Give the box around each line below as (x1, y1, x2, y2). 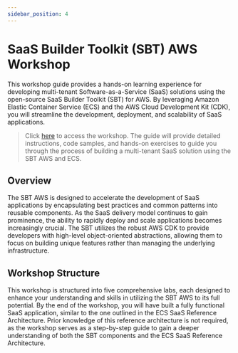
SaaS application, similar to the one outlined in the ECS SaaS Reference (7, 309, 217, 317)
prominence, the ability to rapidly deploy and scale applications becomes (7, 216, 222, 225)
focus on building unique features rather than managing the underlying (7, 239, 215, 248)
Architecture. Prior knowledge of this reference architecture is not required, (7, 316, 229, 325)
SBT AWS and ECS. (24, 154, 82, 162)
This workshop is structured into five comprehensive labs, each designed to (7, 286, 230, 295)
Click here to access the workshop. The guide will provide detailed (24, 131, 221, 139)
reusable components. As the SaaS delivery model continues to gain (7, 209, 208, 217)
